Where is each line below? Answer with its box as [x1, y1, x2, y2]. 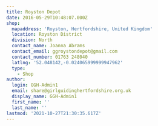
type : [12, 65, 26, 71]
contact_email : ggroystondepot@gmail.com [12, 48, 118, 55]
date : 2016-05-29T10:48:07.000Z [6, 15, 88, 21]
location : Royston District [12, 31, 83, 38]
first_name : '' [12, 99, 50, 105]
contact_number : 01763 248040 [12, 54, 88, 60]
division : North [12, 37, 53, 43]
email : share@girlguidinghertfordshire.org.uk [12, 88, 131, 94]
